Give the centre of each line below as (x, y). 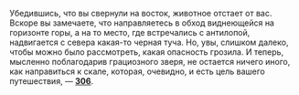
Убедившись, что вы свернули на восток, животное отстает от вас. (141, 13)
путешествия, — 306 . (52, 81)
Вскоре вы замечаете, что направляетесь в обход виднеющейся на (142, 23)
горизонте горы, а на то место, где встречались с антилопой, (130, 32)
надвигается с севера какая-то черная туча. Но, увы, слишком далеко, (149, 42)
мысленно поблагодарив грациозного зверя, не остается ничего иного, (150, 62)
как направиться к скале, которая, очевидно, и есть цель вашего (137, 71)
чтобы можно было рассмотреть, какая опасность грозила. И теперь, (147, 52)
